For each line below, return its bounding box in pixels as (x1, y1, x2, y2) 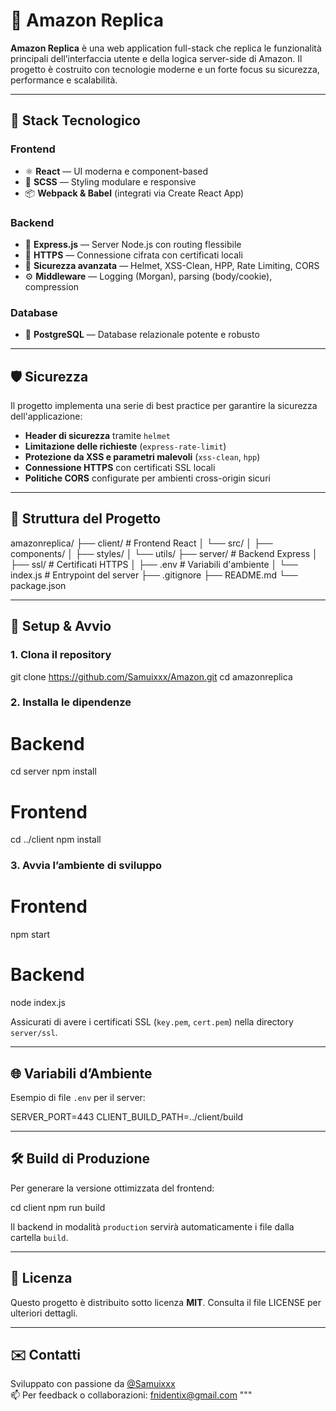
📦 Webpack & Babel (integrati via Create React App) (24, 187, 245, 199)
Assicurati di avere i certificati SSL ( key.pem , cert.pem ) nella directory (10, 1016, 294, 1028)
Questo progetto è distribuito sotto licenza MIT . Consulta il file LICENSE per (10, 1296, 322, 1308)
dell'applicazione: (10, 410, 83, 423)
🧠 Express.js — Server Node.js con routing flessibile (24, 238, 242, 250)
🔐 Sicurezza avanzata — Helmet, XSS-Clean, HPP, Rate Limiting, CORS (24, 259, 320, 271)
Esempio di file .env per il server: (10, 1091, 146, 1103)
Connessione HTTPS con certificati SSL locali (24, 462, 216, 474)
